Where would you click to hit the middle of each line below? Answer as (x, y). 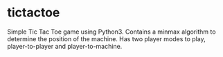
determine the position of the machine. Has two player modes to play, (106, 38)
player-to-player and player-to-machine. (65, 46)
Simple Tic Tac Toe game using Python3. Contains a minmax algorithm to (111, 32)
